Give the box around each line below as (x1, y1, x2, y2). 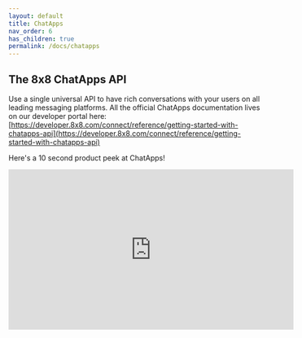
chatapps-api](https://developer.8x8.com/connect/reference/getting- (8, 128, 242, 138)
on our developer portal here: (8, 111, 107, 121)
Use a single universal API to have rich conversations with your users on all (8, 94, 260, 103)
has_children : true (8, 34, 75, 43)
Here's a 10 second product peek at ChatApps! (8, 152, 165, 163)
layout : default (8, 11, 63, 20)
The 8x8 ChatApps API (8, 72, 127, 86)
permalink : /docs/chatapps (8, 42, 100, 50)
